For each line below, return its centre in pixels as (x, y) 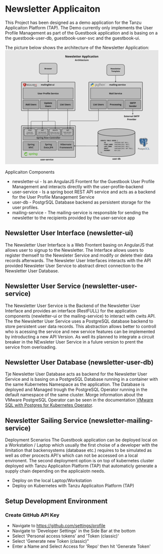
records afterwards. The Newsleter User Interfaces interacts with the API (78, 260)
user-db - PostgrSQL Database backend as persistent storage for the (81, 202)
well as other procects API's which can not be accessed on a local (72, 455)
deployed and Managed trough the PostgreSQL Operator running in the (76, 390)
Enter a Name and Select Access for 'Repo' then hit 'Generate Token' (81, 546)
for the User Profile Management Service (53, 197)
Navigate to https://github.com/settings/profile (59, 525)
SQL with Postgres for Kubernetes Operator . (49, 405)
